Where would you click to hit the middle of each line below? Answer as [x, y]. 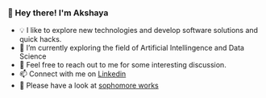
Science [33, 56]
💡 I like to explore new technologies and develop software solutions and [139, 31]
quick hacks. [40, 39]
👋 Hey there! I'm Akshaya [58, 13]
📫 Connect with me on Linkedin [73, 74]
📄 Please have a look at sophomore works [89, 86]
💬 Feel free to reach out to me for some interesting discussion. [123, 65]
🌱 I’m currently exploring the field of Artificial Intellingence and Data [132, 48]
